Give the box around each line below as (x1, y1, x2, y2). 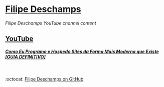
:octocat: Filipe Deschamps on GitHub (5, 76, 84, 82)
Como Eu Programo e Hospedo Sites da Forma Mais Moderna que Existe (5, 48, 159, 54)
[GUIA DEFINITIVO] (5, 53, 46, 59)
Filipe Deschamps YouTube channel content (5, 20, 96, 26)
